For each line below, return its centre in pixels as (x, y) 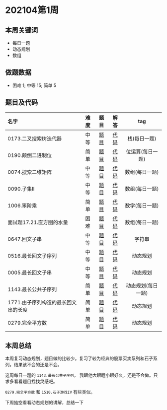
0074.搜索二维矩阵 (30, 172)
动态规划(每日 (142, 285)
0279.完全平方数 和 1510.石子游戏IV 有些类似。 (50, 392)
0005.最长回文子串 (30, 273)
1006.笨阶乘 (22, 205)
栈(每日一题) (142, 138)
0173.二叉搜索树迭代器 (35, 138)
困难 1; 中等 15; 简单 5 (34, 85)
